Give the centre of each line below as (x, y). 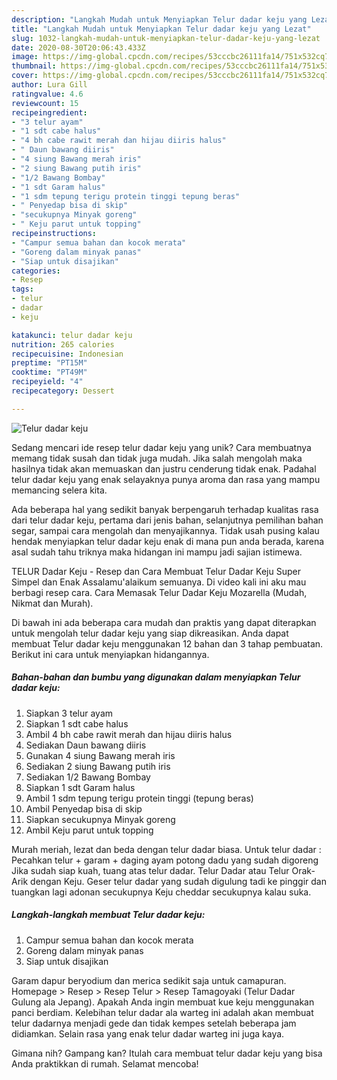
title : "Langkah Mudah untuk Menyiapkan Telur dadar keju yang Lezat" (161, 29)
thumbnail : (34, 66)
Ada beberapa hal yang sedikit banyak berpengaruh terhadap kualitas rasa (165, 509)
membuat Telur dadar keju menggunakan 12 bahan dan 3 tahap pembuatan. (167, 643)
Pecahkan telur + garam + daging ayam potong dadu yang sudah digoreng (165, 860)
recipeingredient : (49, 112)
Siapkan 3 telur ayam (69, 713)
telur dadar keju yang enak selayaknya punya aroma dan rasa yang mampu (166, 479)
